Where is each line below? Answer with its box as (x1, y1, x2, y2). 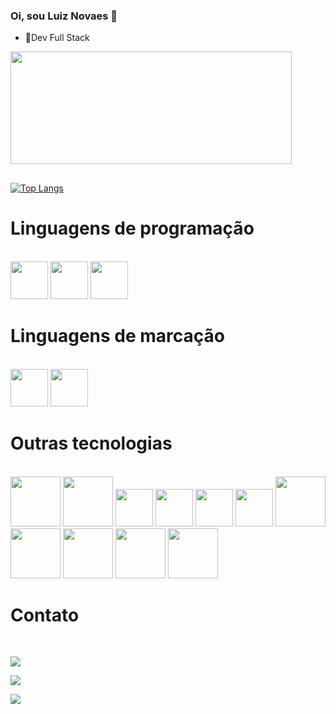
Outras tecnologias (10, 432, 173, 454)
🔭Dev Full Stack (24, 32, 90, 44)
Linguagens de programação (10, 217, 255, 239)
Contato (10, 604, 80, 626)
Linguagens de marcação (10, 324, 226, 347)
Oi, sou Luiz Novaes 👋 (10, 9, 118, 23)
